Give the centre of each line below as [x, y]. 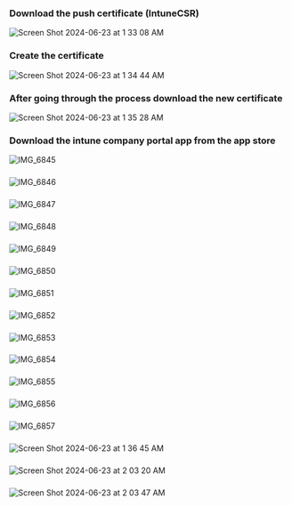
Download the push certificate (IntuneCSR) [104, 13]
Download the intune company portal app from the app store [142, 141]
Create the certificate [57, 56]
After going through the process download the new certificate [146, 98]
